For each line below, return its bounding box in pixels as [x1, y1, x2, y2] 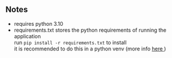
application [13, 32, 42, 40]
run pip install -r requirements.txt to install [13, 39, 127, 46]
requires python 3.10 [13, 20, 64, 27]
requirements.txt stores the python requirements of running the [13, 26, 167, 33]
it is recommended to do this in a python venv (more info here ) [13, 45, 166, 52]
